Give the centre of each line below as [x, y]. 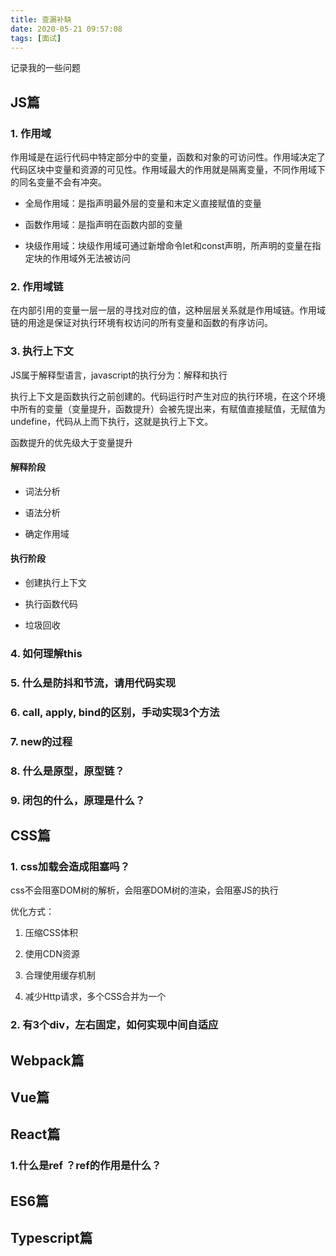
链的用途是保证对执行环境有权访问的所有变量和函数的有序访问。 [141, 323]
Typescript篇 [51, 1238]
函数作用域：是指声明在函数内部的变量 [103, 225]
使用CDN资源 [52, 954]
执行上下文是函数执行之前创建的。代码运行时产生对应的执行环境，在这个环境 [168, 396]
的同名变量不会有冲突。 [58, 182]
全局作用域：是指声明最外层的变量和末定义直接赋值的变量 [143, 203]
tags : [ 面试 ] [36, 38]
